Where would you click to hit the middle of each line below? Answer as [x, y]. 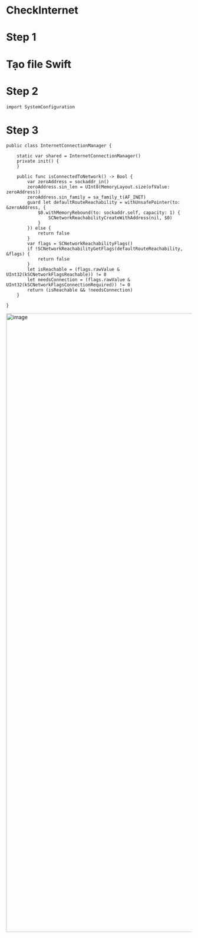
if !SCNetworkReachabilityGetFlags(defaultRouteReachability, [105, 249]
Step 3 [22, 130]
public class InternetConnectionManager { [59, 146]
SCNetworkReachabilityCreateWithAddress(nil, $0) [110, 218]
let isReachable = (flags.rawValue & [73, 270]
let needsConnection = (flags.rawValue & [79, 280]
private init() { [38, 161]
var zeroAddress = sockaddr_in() [68, 182]
